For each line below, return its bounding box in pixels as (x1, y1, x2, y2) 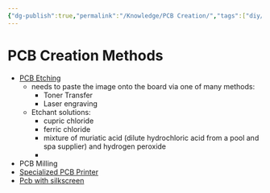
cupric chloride (43, 116, 94, 125)
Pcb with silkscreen (19, 175, 85, 185)
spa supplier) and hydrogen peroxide (43, 142, 167, 151)
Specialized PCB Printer (19, 166, 98, 177)
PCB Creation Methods (7, 46, 164, 64)
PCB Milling (19, 158, 58, 168)
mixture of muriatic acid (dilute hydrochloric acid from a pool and (43, 133, 260, 142)
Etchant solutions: (31, 107, 91, 117)
